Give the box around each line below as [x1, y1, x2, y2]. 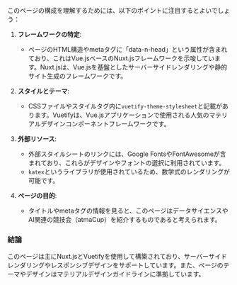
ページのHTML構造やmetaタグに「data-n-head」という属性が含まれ [28, 45, 228, 53]
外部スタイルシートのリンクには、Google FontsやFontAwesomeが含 [28, 150, 226, 158]
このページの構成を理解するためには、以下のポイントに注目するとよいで [7, 6, 218, 14]
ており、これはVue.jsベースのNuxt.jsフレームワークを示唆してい [28, 54, 215, 62]
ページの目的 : [17, 191, 57, 200]
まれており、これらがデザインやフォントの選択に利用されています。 [28, 159, 226, 167]
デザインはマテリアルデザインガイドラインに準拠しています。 [25, 270, 205, 279]
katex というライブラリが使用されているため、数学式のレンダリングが [28, 167, 230, 176]
